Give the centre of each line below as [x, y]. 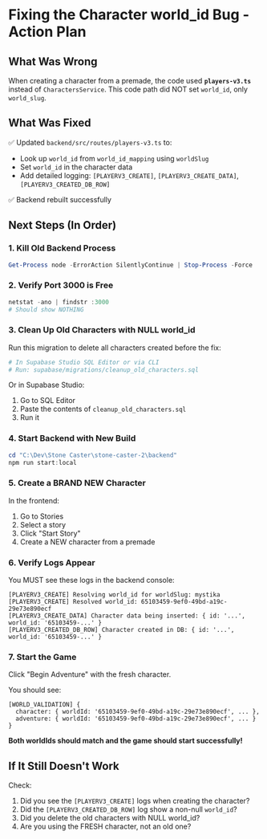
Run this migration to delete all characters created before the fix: [115, 348]
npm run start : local [43, 462]
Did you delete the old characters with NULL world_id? [110, 818]
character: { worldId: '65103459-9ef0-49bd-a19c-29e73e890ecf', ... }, [138, 712]
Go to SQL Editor [48, 401]
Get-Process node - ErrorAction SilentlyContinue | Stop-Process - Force [130, 265]
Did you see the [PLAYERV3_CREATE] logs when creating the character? [135, 801]
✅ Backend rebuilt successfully [60, 199]
